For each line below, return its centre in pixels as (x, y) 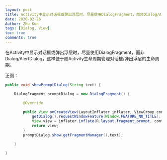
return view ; (45, 126)
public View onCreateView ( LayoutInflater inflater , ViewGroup (89, 112)
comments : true (21, 38)
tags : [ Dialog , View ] (28, 28)
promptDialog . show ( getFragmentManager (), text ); (73, 135)
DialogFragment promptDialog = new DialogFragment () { (72, 94)
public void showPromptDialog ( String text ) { (53, 85)
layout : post (19, 10)
